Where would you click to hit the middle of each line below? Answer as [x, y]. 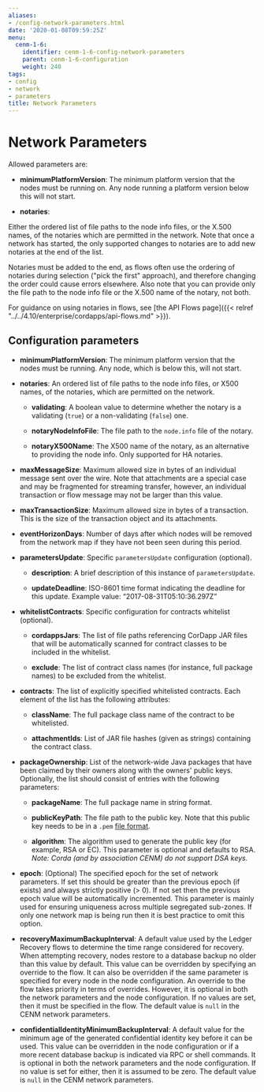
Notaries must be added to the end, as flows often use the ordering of [121, 267]
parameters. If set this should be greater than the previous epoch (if [130, 881]
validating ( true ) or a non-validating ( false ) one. [110, 416]
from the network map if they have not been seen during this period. [130, 542]
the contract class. [61, 747]
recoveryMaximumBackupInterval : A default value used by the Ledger [136, 938]
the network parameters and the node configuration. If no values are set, [138, 997]
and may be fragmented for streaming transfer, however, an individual [133, 486]
